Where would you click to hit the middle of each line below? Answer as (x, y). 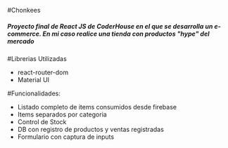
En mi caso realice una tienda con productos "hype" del (126, 34)
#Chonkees (24, 10)
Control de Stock (42, 121)
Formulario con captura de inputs (66, 137)
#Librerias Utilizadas (37, 58)
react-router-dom (43, 72)
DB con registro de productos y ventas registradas (90, 129)
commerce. (24, 34)
